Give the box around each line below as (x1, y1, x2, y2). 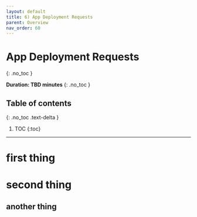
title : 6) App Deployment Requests (6, 14, 93, 20)
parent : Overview (6, 19, 49, 25)
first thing (6, 151, 56, 165)
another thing (6, 201, 57, 212)
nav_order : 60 (6, 25, 41, 31)
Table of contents (6, 98, 72, 108)
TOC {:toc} (14, 125, 41, 132)
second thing (6, 178, 72, 192)
